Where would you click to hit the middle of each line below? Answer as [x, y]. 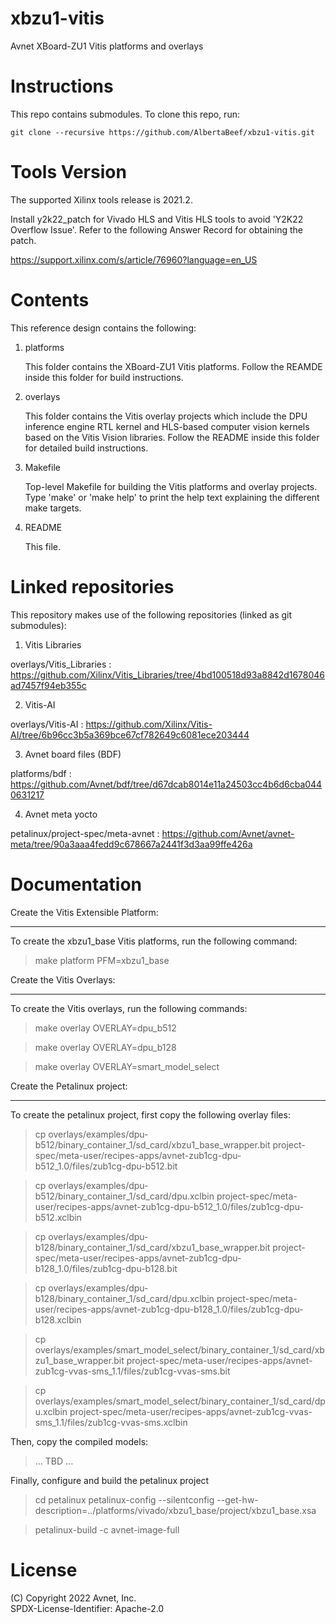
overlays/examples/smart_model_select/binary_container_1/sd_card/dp [180, 1401]
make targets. [53, 508]
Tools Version [68, 172]
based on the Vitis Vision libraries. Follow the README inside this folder [172, 437]
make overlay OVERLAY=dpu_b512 [105, 1028]
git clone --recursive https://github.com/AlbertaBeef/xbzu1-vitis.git [162, 132]
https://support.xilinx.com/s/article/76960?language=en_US [134, 259]
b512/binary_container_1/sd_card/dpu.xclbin [124, 1196]
